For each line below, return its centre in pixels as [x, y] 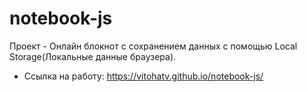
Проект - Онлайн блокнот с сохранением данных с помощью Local [153, 46]
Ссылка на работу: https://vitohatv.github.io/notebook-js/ [143, 76]
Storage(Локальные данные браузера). [93, 56]
